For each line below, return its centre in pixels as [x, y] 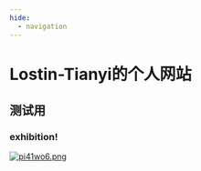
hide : [20, 18]
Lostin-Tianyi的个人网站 [100, 74]
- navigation [42, 26]
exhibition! [34, 137]
